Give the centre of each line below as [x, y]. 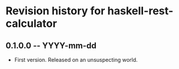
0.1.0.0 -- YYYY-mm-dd [51, 46]
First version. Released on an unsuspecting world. [76, 60]
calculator [31, 23]
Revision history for [55, 11]
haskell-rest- [140, 11]
